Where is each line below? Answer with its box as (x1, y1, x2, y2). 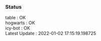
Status (5, 3, 22, 10)
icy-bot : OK (5, 25, 30, 31)
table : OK (5, 15, 26, 21)
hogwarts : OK (5, 20, 35, 26)
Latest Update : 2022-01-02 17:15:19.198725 (5, 31, 96, 37)
